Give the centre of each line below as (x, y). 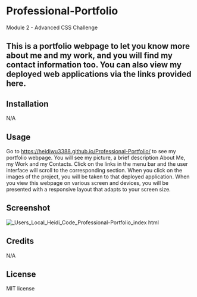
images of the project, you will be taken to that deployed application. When (98, 177)
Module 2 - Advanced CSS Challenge (52, 27)
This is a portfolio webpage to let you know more (98, 46)
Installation (27, 103)
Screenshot (28, 208)
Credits (20, 241)
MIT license (21, 289)
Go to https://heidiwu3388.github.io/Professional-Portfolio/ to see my (91, 151)
